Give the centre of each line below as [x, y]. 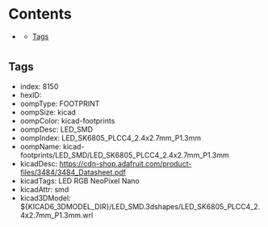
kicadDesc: [39, 163]
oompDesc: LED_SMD [57, 129]
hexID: [31, 95]
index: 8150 [39, 86]
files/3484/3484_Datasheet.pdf [73, 172]
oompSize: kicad [48, 112]
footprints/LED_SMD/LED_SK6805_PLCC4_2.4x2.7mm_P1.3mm [124, 155]
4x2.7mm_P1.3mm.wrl [57, 215]
